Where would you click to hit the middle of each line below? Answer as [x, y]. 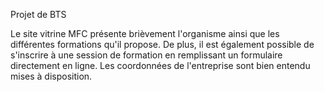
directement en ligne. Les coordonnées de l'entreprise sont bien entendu [160, 65]
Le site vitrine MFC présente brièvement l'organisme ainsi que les [145, 33]
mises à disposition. [51, 76]
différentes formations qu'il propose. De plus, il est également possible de [162, 44]
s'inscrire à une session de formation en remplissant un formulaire [146, 55]
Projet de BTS [38, 14]
